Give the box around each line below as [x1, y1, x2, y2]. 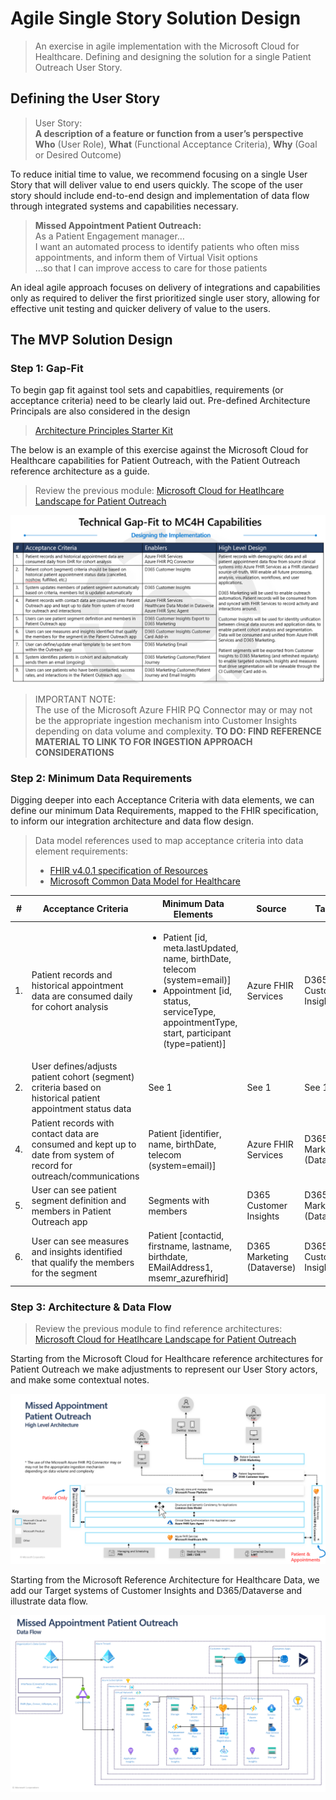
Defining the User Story [10, 90, 161, 107]
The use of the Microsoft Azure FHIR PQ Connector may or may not [34, 704, 313, 716]
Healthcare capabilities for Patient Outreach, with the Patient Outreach [10, 455, 301, 467]
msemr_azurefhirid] [148, 1272, 229, 1284]
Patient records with [31, 1117, 115, 1129]
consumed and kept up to [31, 1138, 137, 1150]
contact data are [31, 1127, 100, 1139]
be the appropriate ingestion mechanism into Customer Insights [34, 715, 298, 727]
